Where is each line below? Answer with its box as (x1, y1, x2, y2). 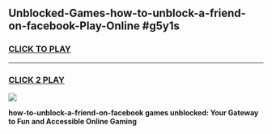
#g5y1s (142, 19, 180, 33)
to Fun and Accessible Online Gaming (8, 116, 138, 126)
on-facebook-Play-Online (8, 19, 140, 33)
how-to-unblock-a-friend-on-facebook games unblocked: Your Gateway (8, 107, 259, 117)
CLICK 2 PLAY (8, 74, 65, 85)
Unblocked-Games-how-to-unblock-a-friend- (8, 6, 247, 20)
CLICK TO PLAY (8, 44, 71, 55)
